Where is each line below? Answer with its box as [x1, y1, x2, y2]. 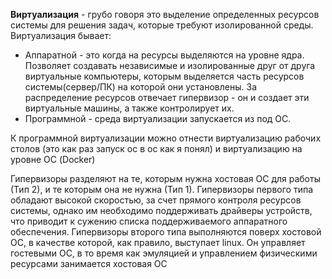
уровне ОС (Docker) [10, 154, 96, 165]
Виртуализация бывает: [10, 30, 112, 41]
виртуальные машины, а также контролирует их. [24, 102, 235, 114]
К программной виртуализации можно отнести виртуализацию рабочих [10, 132, 322, 144]
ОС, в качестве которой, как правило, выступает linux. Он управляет [10, 237, 306, 248]
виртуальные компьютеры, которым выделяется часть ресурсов [24, 70, 305, 82]
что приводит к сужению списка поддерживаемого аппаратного [10, 215, 288, 227]
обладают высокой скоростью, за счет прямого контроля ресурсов [10, 194, 302, 206]
